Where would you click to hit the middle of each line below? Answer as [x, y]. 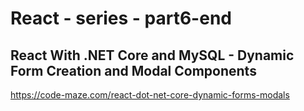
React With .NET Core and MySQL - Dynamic [152, 55]
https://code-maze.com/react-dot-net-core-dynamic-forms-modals [150, 95]
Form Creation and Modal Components [133, 70]
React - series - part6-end [121, 18]
